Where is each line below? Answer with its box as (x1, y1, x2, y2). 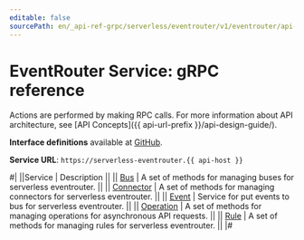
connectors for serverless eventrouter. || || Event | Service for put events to (9, 191, 290, 202)
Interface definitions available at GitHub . (9, 137, 163, 148)
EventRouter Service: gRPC (9, 61, 220, 82)
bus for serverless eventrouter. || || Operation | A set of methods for (9, 201, 262, 212)
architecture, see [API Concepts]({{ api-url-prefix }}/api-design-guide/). (9, 120, 278, 130)
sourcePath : (9, 22, 54, 31)
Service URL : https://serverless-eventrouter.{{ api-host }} (9, 155, 244, 166)
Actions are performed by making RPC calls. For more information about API (9, 110, 293, 120)
